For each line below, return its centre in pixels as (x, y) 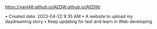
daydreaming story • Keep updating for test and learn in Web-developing (79, 22)
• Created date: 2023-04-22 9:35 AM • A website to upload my (69, 16)
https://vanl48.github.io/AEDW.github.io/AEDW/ (53, 7)
